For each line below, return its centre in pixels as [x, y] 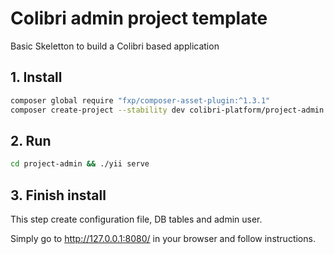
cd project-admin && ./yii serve [80, 164]
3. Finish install [58, 195]
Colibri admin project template [139, 18]
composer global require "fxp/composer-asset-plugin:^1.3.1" [140, 100]
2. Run [31, 140]
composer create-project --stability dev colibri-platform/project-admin [167, 110]
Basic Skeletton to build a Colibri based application [115, 46]
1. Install [36, 77]
